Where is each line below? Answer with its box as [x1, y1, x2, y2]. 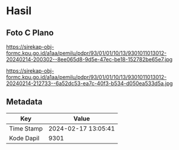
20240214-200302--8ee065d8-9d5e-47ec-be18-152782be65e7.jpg [6, 56, 173, 63]
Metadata [6, 97, 43, 107]
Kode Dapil [9, 134, 40, 142]
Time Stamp [9, 124, 43, 132]
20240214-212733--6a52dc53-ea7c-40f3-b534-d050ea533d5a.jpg [6, 80, 173, 87]
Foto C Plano [6, 28, 54, 38]
